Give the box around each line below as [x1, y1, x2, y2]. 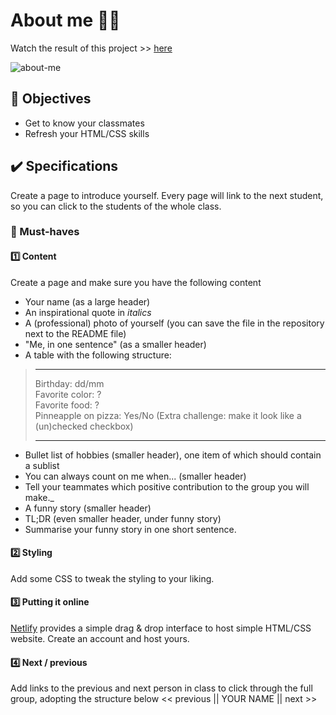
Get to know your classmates [24, 117, 145, 129]
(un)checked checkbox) [34, 420, 134, 432]
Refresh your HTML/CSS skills [24, 127, 150, 139]
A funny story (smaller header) [24, 502, 152, 514]
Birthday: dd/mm [34, 377, 105, 389]
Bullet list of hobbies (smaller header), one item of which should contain [24, 449, 322, 461]
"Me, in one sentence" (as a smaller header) [24, 338, 207, 350]
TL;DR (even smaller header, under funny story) [24, 512, 222, 524]
